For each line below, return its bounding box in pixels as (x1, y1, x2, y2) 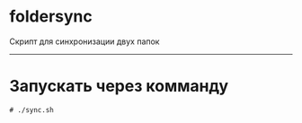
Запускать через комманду (9, 76, 229, 96)
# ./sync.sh (9, 105, 54, 114)
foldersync (9, 6, 93, 27)
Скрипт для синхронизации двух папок (9, 36, 160, 47)
